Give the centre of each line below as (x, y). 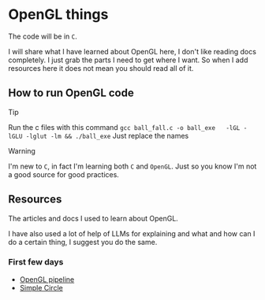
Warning (22, 150)
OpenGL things (58, 15)
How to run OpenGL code (71, 93)
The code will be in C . (43, 36)
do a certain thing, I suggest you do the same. (83, 242)
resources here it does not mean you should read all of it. (101, 68)
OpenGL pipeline (47, 279)
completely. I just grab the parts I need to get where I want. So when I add (128, 60)
